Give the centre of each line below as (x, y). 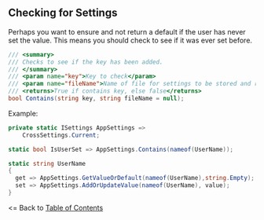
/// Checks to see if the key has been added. (86, 62)
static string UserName (47, 163)
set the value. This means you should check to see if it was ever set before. (130, 40)
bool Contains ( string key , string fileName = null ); (96, 99)
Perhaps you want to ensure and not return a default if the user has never (127, 31)
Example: (23, 113)
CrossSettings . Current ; (61, 135)
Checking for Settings (63, 13)
